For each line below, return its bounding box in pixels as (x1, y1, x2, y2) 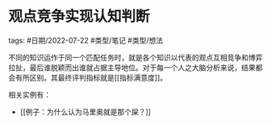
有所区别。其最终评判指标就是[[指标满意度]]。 (15, 72, 168, 82)
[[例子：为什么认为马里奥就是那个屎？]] (19, 106, 152, 117)
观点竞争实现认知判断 (8, 7, 151, 26)
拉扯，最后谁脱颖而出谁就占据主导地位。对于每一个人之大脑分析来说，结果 (8, 62, 256, 72)
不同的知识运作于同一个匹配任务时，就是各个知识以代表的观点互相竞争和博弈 (8, 52, 263, 62)
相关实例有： (8, 89, 51, 99)
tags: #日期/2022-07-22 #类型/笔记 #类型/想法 (8, 35, 164, 45)
